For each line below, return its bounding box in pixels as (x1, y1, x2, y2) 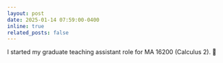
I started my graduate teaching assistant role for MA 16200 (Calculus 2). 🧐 (7, 48, 217, 56)
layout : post (7, 10, 45, 17)
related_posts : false (7, 29, 69, 36)
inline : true (7, 23, 45, 29)
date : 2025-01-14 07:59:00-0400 (7, 16, 99, 23)
